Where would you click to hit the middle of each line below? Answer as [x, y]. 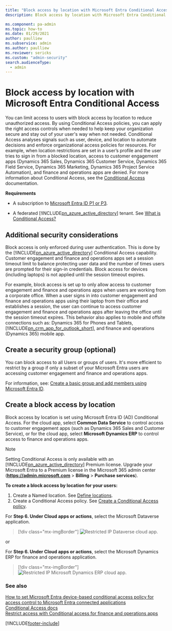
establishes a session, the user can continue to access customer [73, 306]
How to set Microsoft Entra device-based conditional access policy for [80, 597]
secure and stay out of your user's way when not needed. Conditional [79, 134]
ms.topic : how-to [24, 29]
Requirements [21, 193]
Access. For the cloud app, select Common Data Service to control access [84, 423]
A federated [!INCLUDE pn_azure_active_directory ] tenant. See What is [87, 213]
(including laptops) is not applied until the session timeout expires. [75, 275]
